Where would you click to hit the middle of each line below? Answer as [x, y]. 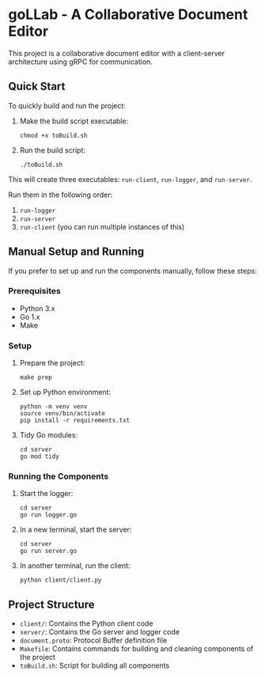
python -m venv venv [53, 407]
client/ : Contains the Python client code [86, 623]
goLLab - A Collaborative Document [128, 15]
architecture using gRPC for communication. [80, 62]
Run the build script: [52, 150]
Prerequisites [34, 291]
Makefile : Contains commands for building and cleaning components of [136, 649]
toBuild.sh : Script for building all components [95, 665]
